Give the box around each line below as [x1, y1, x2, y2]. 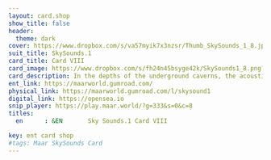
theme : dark [15, 34, 56, 43]
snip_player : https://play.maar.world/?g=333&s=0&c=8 [8, 102, 194, 110]
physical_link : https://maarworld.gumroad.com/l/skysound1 [8, 86, 211, 95]
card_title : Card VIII [8, 57, 85, 65]
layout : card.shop [8, 11, 70, 20]
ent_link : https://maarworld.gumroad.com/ [8, 79, 153, 87]
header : [8, 27, 35, 35]
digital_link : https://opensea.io [8, 95, 125, 103]
